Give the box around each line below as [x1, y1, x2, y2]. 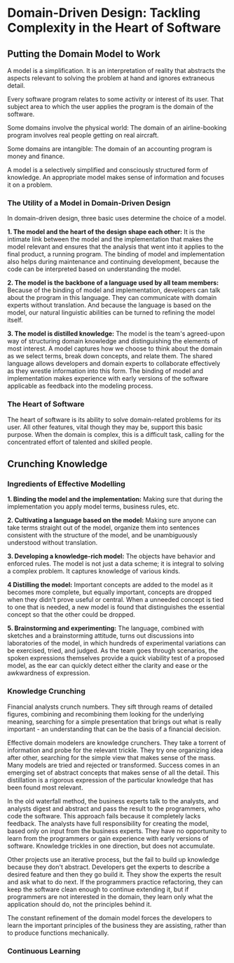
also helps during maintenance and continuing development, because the [7, 258, 219, 266]
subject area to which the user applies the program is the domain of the [7, 103, 214, 110]
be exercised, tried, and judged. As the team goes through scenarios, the [7, 646, 219, 655]
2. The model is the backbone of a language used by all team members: [7, 279, 219, 287]
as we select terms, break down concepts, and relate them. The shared [7, 352, 213, 360]
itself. [7, 316, 23, 325]
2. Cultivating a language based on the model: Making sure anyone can [7, 516, 217, 525]
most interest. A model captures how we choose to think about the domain [7, 344, 223, 353]
